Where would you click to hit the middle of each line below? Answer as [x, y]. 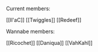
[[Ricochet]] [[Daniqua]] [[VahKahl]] [49, 43]
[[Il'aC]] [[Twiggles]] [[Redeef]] [44, 20]
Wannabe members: [31, 31]
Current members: [28, 9]
